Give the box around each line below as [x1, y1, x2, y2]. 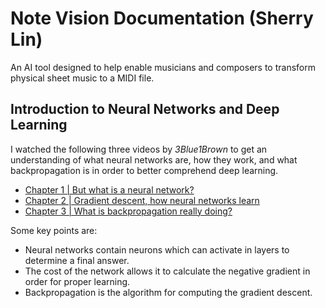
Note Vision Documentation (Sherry [10, 7, 314, 30]
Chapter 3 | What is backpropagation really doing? [24, 205, 233, 217]
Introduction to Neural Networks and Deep [10, 101, 280, 118]
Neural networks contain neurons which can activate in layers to [24, 243, 290, 256]
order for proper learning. [24, 275, 131, 287]
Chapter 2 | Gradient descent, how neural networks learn [24, 194, 260, 206]
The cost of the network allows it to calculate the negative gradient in [24, 265, 311, 277]
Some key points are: [10, 224, 98, 236]
